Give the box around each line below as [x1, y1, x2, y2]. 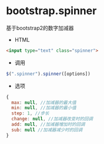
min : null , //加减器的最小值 [11, 105, 76, 111]
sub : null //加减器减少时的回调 [11, 127, 83, 133]
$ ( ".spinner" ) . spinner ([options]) [6, 71, 91, 77]
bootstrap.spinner [6, 4, 97, 18]
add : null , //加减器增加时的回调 [11, 122, 85, 127]
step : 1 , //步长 [11, 110, 49, 116]
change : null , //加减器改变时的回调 [11, 116, 93, 122]
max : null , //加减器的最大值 [11, 99, 76, 106]
